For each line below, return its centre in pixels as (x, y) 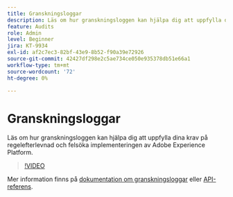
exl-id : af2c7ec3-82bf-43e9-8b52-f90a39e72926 (76, 53)
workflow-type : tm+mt (38, 65)
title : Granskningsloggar (44, 14)
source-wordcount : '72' (42, 71)
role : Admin (24, 33)
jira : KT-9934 (28, 46)
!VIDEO (34, 166)
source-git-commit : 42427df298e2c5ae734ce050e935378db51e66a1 (99, 59)
